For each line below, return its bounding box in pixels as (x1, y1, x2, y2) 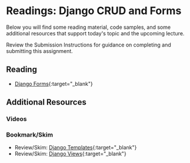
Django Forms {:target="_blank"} (14, 80, 93, 87)
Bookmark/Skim (6, 131, 54, 139)
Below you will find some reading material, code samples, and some (6, 24, 171, 31)
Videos (6, 115, 27, 123)
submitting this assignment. (6, 47, 74, 54)
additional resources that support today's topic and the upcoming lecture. (6, 29, 185, 36)
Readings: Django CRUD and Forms (6, 4, 182, 18)
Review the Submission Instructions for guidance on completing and (6, 41, 172, 48)
